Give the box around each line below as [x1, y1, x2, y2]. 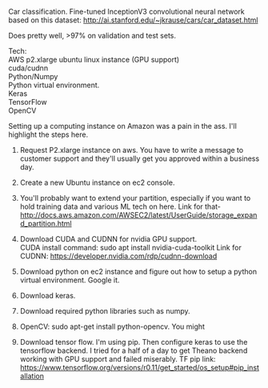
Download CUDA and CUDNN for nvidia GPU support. [19, 234, 198, 243]
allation [19, 371, 44, 381]
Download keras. [19, 291, 76, 300]
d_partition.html [19, 219, 72, 228]
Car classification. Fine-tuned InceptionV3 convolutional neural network [8, 7, 246, 16]
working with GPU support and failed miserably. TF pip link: [19, 354, 216, 363]
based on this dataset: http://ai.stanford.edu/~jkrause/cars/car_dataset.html [8, 15, 258, 25]
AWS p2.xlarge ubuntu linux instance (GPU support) [8, 55, 180, 64]
